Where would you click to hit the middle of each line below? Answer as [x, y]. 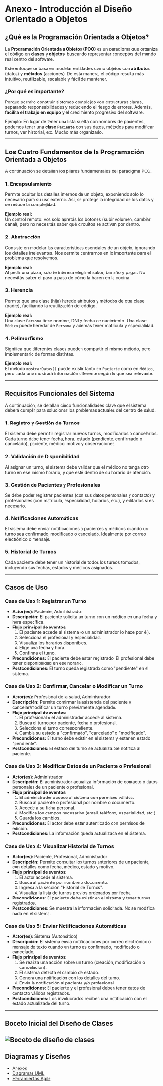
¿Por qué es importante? [35, 91]
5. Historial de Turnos [31, 552]
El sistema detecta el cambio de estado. [59, 973]
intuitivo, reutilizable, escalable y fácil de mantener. [56, 79]
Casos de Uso [26, 587]
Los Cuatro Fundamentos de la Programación [75, 152]
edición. [20, 828]
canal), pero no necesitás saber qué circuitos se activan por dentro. [73, 224]
